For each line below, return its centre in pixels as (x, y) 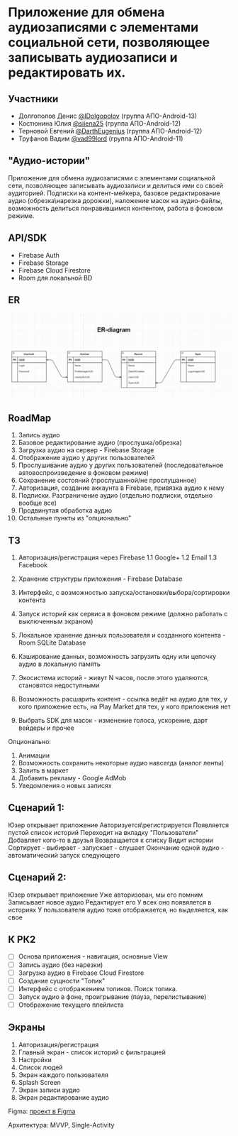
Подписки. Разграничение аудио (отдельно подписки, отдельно (115, 496)
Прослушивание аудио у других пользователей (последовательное (121, 465)
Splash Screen (39, 1082)
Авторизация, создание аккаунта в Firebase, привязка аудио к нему (121, 488)
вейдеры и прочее (46, 728)
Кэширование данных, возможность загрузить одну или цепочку (117, 657)
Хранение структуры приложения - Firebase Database (100, 579)
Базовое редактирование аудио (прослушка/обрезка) (100, 443)
